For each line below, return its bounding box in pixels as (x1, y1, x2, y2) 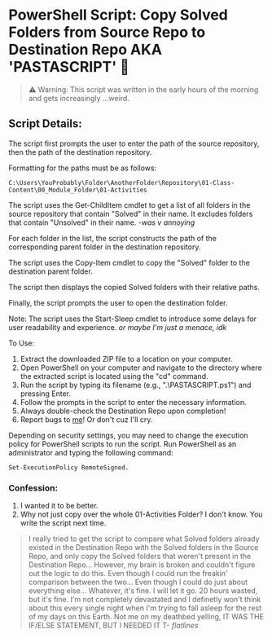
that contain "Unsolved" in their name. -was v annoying (8, 218, 195, 227)
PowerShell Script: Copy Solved (8, 6, 228, 24)
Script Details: (8, 117, 83, 131)
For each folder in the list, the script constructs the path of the (8, 233, 217, 243)
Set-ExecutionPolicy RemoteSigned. (8, 463, 129, 472)
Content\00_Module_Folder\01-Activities (8, 186, 148, 194)
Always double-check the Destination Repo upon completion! (20, 406, 226, 416)
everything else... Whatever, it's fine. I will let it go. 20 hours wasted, (28, 586, 258, 596)
